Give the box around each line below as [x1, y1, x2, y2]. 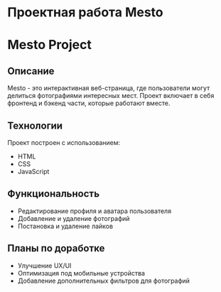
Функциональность [7, 188, 100, 200]
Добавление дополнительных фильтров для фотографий [17, 276, 190, 285]
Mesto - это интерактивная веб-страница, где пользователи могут [7, 84, 210, 92]
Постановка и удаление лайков [17, 222, 114, 230]
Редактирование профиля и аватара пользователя [17, 207, 172, 215]
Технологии [7, 119, 63, 131]
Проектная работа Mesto [7, 4, 163, 21]
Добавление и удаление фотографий [17, 214, 130, 222]
